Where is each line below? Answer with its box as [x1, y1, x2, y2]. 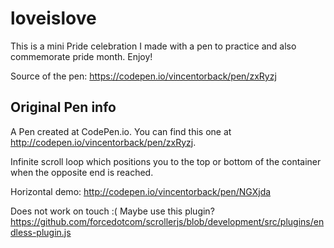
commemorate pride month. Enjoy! [10, 50, 153, 62]
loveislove [10, 7, 97, 30]
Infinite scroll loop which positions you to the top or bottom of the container [10, 155, 322, 167]
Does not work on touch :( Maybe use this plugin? [10, 205, 215, 217]
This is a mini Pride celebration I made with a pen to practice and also [10, 40, 297, 52]
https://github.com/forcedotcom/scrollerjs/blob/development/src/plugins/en [10, 215, 325, 227]
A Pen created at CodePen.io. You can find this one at [10, 125, 232, 137]
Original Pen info [10, 99, 117, 116]
